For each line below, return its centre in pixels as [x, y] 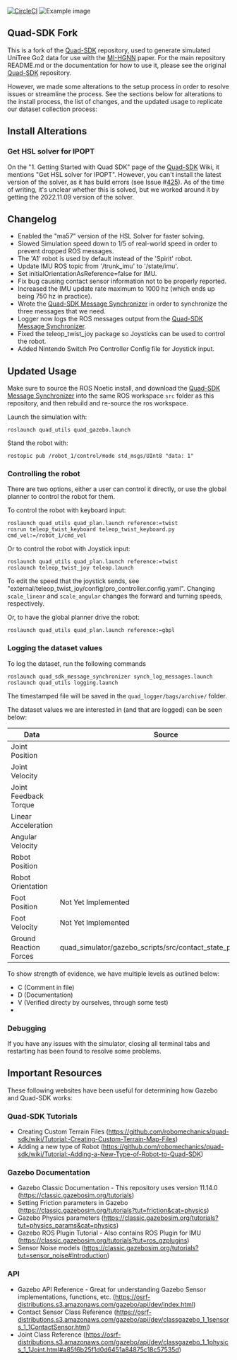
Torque [23, 805]
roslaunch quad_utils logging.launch [63, 683]
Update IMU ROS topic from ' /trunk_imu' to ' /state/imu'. [98, 266]
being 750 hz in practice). [55, 296]
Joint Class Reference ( [51, 1335]
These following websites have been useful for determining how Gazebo [113, 1090]
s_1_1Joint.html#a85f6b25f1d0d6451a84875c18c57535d [98, 1349]
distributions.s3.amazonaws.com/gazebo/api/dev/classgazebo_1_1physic [123, 1342]
